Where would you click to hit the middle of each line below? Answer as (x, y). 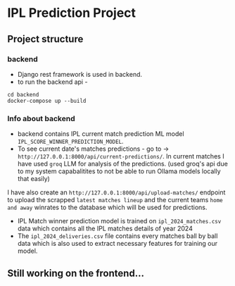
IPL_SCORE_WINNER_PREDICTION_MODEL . (71, 142)
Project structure (45, 39)
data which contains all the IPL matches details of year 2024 (105, 229)
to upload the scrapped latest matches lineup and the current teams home (115, 200)
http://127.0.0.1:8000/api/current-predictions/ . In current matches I (121, 156)
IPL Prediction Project (71, 13)
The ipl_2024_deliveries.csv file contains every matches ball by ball (118, 236)
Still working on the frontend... (76, 273)
